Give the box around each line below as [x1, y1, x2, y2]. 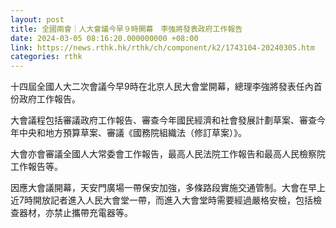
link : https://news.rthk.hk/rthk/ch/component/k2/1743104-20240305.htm [10, 42, 315, 53]
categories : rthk [10, 52, 83, 62]
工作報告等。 [10, 161, 63, 173]
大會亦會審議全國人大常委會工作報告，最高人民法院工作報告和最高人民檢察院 [10, 148, 326, 160]
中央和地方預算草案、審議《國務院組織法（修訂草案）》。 [18, 127, 247, 139]
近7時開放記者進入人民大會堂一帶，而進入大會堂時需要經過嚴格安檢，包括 [10, 194, 313, 206]
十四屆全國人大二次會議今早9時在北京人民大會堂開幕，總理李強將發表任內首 [10, 81, 323, 93]
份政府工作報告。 [10, 93, 81, 105]
